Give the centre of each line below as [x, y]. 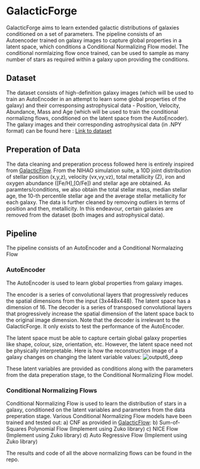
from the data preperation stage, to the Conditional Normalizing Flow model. [100, 374]
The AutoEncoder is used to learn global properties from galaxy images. [95, 283]
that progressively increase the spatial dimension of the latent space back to [100, 313]
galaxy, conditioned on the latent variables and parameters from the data [96, 409]
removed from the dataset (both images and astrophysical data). [85, 215]
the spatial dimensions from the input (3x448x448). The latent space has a [99, 301]
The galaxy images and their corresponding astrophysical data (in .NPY [94, 124]
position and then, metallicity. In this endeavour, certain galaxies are [90, 208]
